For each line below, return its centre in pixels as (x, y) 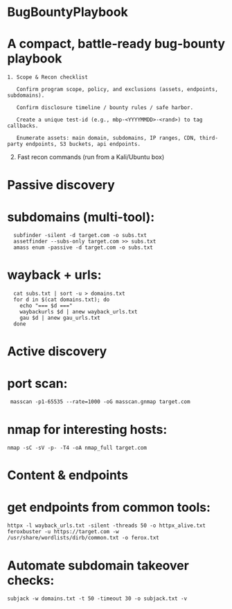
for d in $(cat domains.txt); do (62, 300)
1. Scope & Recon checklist (48, 77)
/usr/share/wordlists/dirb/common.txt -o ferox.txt (83, 538)
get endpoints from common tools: (109, 507)
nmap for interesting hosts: (87, 429)
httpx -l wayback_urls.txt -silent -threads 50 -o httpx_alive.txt (107, 526)
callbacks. (23, 126)
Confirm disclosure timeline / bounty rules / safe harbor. (105, 108)
